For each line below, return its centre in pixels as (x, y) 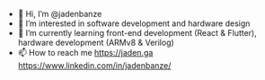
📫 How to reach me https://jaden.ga (85, 53)
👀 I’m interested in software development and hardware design (134, 23)
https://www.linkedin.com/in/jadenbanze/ (94, 66)
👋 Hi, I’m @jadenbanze (60, 14)
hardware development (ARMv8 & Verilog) (96, 42)
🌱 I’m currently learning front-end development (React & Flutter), (137, 33)
